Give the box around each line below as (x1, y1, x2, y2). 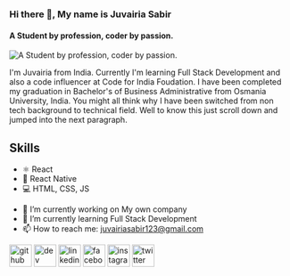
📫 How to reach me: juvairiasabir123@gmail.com (21, 223, 203, 234)
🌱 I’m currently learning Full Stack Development (21, 213, 198, 223)
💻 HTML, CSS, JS (21, 183, 90, 194)
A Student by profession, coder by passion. (9, 30, 174, 41)
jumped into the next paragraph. (9, 115, 128, 126)
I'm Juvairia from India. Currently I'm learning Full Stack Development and (9, 67, 281, 78)
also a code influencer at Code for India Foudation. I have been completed (9, 77, 282, 87)
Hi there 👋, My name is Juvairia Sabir (9, 8, 172, 20)
